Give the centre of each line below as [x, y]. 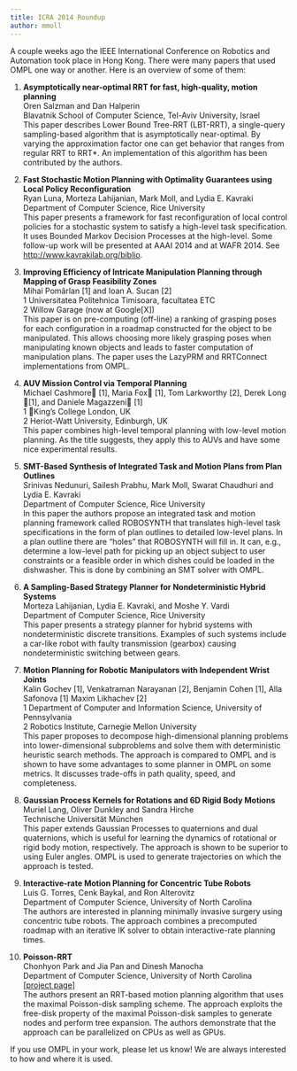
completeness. [50, 783]
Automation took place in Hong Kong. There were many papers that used [143, 60]
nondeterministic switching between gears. [102, 653]
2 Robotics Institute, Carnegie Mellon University [110, 726]
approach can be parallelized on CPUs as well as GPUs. [124, 1032]
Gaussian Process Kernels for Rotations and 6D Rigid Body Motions [149, 800]
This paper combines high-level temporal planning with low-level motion [154, 430]
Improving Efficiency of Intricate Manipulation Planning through [142, 272]
